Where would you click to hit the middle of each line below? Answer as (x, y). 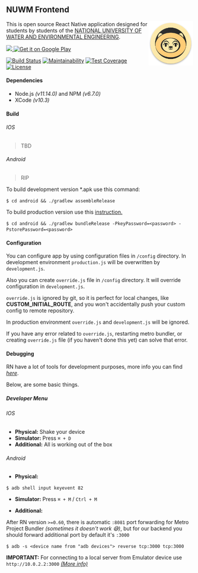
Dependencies (25, 80)
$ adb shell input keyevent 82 (45, 488)
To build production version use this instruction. (64, 212)
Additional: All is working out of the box (63, 444)
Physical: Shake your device (50, 432)
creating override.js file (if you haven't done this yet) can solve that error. (97, 340)
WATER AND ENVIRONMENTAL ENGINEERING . (63, 37)
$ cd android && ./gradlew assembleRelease (61, 201)
